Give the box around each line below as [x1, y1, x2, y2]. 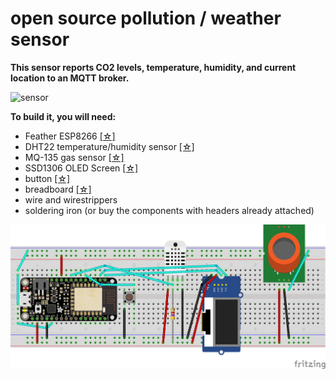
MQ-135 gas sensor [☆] [24, 151, 125, 163]
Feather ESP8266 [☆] [24, 130, 116, 142]
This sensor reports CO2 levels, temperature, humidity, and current [10, 61, 297, 73]
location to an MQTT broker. [10, 72, 130, 84]
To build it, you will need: [10, 110, 117, 122]
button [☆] [24, 172, 71, 184]
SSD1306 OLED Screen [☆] [24, 162, 139, 174]
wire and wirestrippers [24, 193, 118, 206]
